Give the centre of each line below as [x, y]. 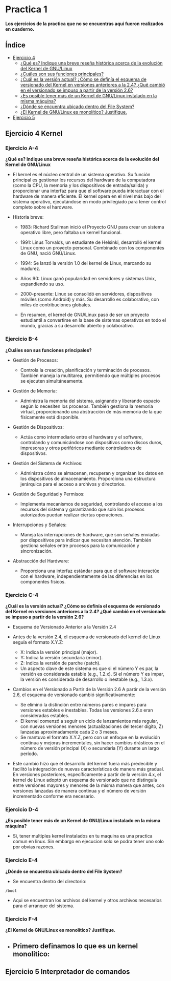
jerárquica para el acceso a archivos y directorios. [73, 484]
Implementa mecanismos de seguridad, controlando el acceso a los [91, 504]
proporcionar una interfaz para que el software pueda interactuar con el [88, 191]
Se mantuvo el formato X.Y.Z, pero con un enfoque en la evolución [90, 737]
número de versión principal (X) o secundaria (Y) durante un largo [90, 748]
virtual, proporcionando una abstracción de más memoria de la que [91, 411]
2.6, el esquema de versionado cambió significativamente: [74, 695]
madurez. [30, 269]
